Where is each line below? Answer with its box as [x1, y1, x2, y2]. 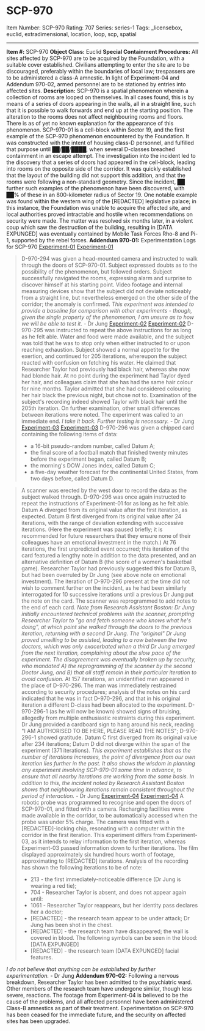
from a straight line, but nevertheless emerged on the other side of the [21, 294, 198, 301]
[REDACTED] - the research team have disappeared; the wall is [30, 928, 189, 935]
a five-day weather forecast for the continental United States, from [30, 468, 198, 475]
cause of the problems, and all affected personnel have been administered [6, 998, 193, 1005]
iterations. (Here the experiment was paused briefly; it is [21, 526, 163, 533]
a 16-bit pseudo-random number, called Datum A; [30, 442, 156, 450]
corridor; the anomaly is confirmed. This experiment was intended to [21, 300, 194, 308]
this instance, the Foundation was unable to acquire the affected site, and [6, 204, 191, 211]
